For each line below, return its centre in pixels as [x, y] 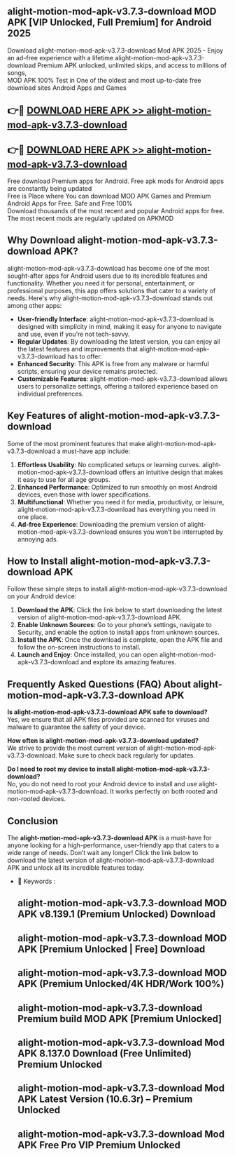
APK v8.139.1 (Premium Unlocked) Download [116, 914]
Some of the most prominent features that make [76, 443]
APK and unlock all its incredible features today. [76, 868]
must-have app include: [96, 451]
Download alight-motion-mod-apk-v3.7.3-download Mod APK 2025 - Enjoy [115, 50]
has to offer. [85, 356]
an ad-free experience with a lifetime [60, 58]
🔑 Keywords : [36, 881]
